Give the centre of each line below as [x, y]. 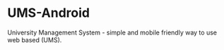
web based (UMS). [35, 39]
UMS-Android [49, 13]
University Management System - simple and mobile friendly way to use [112, 32]
